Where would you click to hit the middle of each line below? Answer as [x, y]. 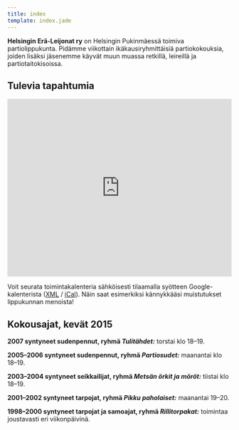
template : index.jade [39, 21]
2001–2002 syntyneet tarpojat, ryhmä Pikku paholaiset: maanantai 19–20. [118, 398]
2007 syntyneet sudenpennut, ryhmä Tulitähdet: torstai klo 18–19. [106, 341]
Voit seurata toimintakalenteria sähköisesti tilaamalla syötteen [97, 287]
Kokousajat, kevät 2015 [60, 324]
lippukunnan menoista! [41, 302]
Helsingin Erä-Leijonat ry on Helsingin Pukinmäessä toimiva [96, 41]
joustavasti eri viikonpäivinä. [49, 419]
